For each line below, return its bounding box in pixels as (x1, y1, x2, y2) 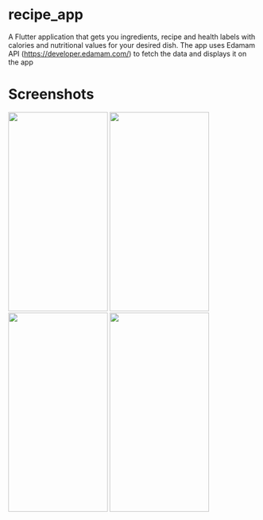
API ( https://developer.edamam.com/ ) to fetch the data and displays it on (8, 49, 247, 58)
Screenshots (8, 85, 95, 104)
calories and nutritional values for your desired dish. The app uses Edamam (8, 40, 256, 49)
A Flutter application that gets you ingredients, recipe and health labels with (8, 32, 256, 41)
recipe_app (8, 6, 83, 24)
